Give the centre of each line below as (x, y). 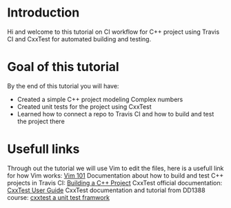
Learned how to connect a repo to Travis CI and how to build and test (115, 114)
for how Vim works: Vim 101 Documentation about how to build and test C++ (115, 175)
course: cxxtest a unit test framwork (59, 197)
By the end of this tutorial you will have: (63, 86)
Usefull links (43, 149)
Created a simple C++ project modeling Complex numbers (100, 99)
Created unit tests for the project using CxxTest (84, 106)
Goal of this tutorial (63, 67)
